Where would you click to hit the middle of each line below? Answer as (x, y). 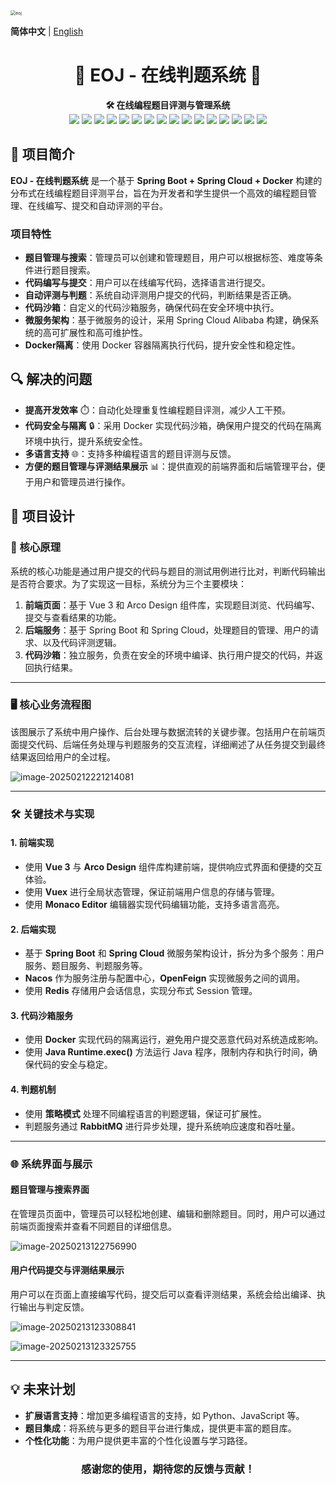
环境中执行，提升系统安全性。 (86, 441)
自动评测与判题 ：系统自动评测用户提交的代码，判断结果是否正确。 (160, 295)
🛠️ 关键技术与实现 (52, 814)
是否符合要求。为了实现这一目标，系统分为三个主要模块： (128, 583)
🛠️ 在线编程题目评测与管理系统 (168, 105)
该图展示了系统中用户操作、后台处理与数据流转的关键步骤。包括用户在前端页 (168, 731)
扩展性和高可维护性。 (103, 333)
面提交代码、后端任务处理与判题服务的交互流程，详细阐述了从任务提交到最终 (168, 744)
